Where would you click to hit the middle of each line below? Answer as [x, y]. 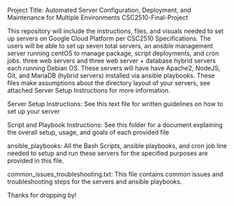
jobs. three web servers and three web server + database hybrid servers [112, 61]
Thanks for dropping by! [42, 195]
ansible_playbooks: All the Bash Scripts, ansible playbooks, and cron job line [117, 146]
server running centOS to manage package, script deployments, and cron [113, 53]
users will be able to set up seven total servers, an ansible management [110, 46]
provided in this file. [36, 161]
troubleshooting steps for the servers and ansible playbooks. [95, 182]
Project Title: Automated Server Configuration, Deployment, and [99, 10]
